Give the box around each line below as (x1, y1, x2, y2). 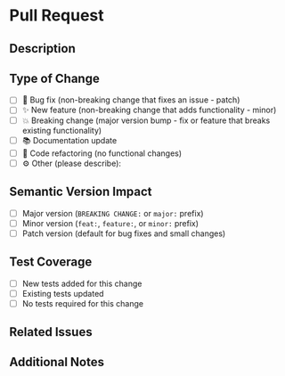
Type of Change (9, 70, 100, 86)
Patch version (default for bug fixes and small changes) (21, 228, 226, 239)
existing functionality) (21, 125, 102, 135)
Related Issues (9, 324, 93, 339)
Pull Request (9, 5, 104, 26)
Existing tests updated (21, 288, 104, 298)
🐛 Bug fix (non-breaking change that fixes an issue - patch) (21, 94, 240, 105)
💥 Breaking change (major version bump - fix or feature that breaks (21, 115, 271, 126)
